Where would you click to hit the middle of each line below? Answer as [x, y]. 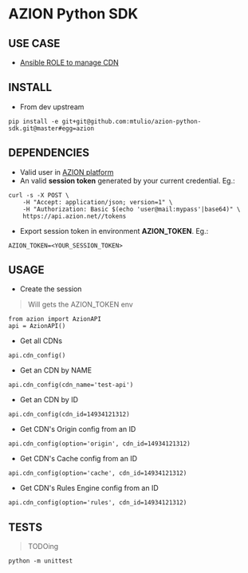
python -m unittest [41, 561]
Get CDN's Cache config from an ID [79, 459]
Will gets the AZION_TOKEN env [80, 305]
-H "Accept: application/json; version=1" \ [98, 202]
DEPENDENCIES [49, 153]
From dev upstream [52, 107]
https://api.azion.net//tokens [75, 216]
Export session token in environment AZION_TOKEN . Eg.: [114, 231]
